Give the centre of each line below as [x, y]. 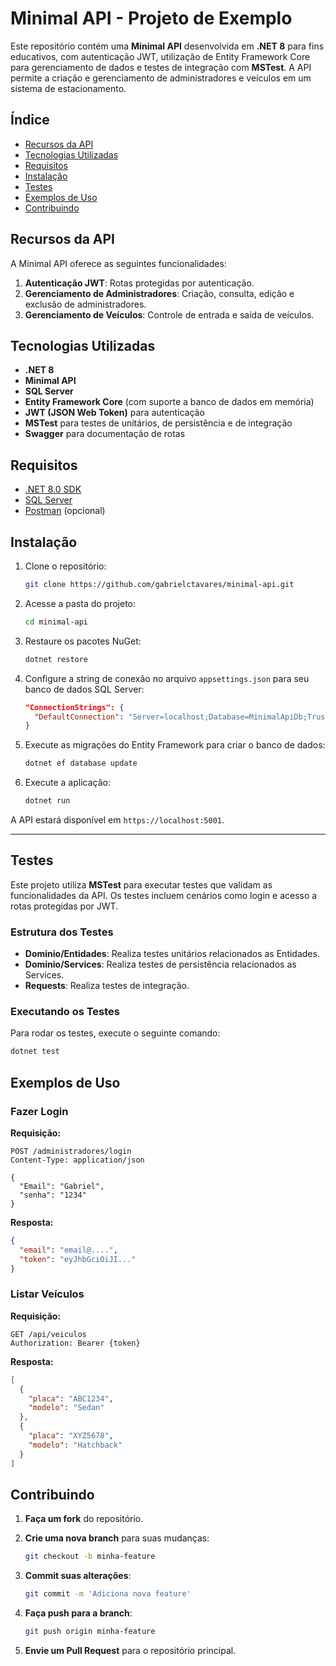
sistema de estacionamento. [68, 88]
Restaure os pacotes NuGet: [83, 641]
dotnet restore [56, 659]
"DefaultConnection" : [79, 717]
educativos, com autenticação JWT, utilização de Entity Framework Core [160, 56]
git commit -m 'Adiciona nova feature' [108, 1594]
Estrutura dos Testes [62, 932]
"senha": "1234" [53, 1195]
